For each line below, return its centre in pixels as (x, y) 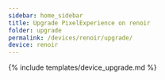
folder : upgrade (35, 30)
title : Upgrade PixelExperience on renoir (79, 23)
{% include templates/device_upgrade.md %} (82, 67)
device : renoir (33, 45)
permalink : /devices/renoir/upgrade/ (71, 38)
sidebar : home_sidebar (46, 15)
